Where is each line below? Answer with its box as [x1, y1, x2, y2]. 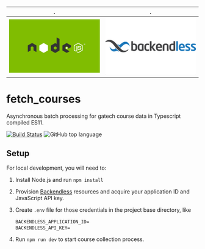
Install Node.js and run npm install [15, 176, 104, 184]
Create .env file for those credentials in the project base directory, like [15, 206, 191, 214]
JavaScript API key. [15, 195, 64, 202]
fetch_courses [6, 92, 81, 106]
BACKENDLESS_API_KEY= [15, 225, 70, 231]
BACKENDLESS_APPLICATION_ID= [15, 219, 90, 225]
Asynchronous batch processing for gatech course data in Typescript [6, 112, 181, 120]
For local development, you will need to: [6, 164, 107, 171]
